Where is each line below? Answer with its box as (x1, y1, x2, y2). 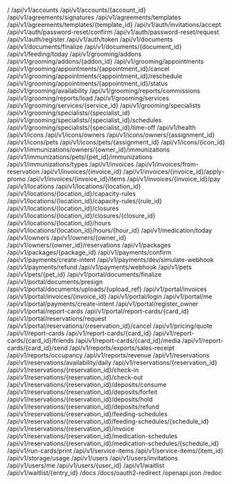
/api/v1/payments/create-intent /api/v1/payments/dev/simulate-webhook (7, 256, 214, 263)
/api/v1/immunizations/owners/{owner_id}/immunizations (7, 145, 170, 153)
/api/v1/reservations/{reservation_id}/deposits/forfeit (7, 388, 158, 396)
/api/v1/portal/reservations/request (7, 315, 107, 322)
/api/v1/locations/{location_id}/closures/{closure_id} (7, 212, 156, 220)
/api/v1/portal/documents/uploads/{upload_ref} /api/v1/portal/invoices (7, 285, 208, 293)
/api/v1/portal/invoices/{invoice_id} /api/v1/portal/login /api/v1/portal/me (7, 292, 213, 300)
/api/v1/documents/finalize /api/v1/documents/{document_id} (7, 43, 182, 50)
